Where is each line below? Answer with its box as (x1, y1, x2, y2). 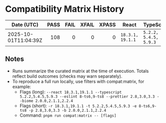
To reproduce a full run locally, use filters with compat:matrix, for (12, 78, 144, 84)
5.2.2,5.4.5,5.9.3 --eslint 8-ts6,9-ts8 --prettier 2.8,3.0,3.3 (19, 94, 155, 99)
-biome (19, 98, 34, 103)
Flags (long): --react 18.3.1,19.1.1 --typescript (19, 89, 122, 94)
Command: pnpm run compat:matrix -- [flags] (19, 112, 117, 118)
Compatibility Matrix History (5, 3, 124, 15)
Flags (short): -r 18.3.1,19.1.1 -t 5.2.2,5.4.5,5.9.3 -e (19, 102, 137, 109)
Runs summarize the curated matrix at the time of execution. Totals (12, 68, 149, 74)
